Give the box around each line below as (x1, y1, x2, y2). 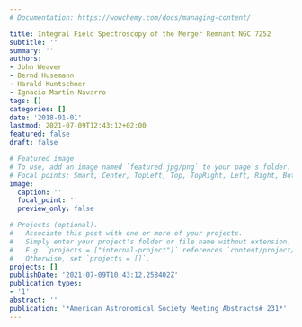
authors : (9, 55, 42, 64)
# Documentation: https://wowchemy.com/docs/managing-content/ (9, 13, 252, 22)
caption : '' (17, 188, 63, 197)
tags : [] (9, 96, 42, 105)
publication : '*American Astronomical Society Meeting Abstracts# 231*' (9, 304, 288, 313)
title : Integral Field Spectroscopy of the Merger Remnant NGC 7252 (9, 29, 271, 39)
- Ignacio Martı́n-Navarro (9, 87, 106, 97)
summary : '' (9, 46, 54, 55)
